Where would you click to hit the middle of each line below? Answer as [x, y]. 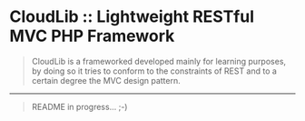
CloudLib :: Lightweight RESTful [132, 17]
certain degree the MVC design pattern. [106, 80]
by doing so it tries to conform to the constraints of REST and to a [154, 71]
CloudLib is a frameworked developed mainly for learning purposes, [159, 61]
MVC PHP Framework [92, 36]
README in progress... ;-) [79, 106]
